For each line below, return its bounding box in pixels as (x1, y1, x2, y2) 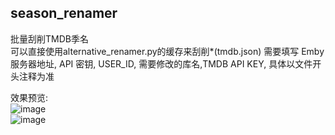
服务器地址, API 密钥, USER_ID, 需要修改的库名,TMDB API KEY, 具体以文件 (10, 57, 313, 70)
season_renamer (10, 5, 118, 22)
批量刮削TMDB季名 (10, 32, 89, 45)
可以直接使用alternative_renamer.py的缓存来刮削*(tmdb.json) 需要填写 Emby (10, 45, 325, 57)
